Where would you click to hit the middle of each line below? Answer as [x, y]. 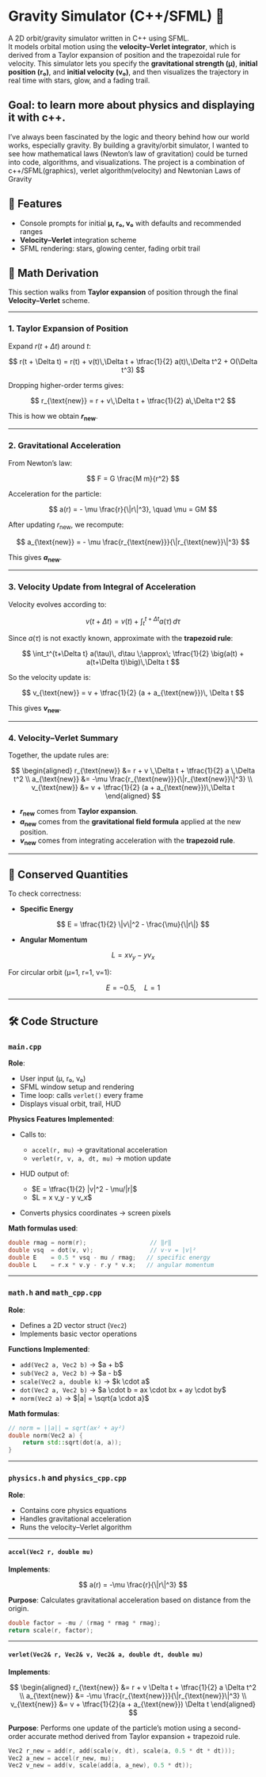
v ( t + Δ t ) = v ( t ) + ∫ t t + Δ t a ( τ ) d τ [133, 621]
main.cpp [25, 1047]
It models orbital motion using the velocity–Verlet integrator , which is [122, 46]
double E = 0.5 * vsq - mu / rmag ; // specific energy [110, 1257]
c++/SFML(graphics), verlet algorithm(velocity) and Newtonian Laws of [125, 171]
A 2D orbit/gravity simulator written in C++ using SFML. [99, 38]
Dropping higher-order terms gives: [66, 385]
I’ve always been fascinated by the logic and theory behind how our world [129, 136]
